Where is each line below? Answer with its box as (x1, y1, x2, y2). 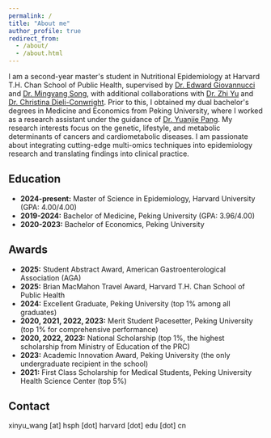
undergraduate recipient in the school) (19, 359, 149, 369)
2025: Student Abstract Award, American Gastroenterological (19, 264, 227, 274)
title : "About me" (8, 19, 70, 27)
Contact (8, 399, 50, 413)
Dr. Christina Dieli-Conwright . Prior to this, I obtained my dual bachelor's (8, 98, 249, 107)
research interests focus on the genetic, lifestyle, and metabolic (8, 123, 221, 133)
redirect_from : (8, 34, 60, 43)
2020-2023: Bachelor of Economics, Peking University (19, 219, 205, 229)
